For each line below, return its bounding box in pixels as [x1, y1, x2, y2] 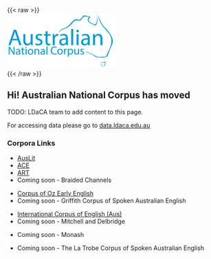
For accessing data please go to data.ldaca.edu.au [7, 121, 151, 129]
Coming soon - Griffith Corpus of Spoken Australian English [16, 196, 186, 205]
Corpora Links [7, 138, 56, 147]
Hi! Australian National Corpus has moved [7, 90, 190, 101]
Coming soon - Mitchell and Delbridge [16, 217, 126, 226]
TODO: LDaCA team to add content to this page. [7, 107, 143, 116]
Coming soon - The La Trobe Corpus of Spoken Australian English [16, 244, 205, 252]
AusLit [16, 154, 36, 163]
